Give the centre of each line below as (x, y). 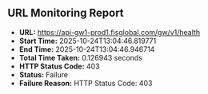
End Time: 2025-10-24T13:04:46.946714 (87, 49)
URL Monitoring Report (66, 13)
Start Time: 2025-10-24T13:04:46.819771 (88, 41)
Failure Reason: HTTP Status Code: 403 (86, 83)
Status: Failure (44, 74)
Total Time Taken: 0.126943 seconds (81, 57)
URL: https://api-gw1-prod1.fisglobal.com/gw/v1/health (110, 32)
